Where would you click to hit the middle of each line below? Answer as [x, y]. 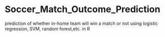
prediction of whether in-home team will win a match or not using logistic [81, 23]
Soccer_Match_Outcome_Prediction [83, 9]
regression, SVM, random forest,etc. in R [47, 28]
